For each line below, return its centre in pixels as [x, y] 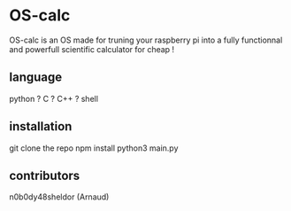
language [36, 78]
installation [41, 126]
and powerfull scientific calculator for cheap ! [92, 49]
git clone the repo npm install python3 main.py [94, 148]
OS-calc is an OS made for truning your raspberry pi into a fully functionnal [146, 40]
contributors [45, 175]
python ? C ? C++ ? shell [54, 98]
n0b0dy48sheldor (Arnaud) [59, 197]
